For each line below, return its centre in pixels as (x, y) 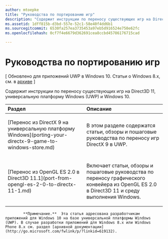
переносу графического (116, 178)
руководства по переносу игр (123, 138)
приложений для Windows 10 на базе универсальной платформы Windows (78, 218)
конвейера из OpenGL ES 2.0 (122, 184)
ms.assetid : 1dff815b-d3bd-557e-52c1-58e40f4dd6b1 (59, 24)
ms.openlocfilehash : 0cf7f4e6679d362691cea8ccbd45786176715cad (72, 33)
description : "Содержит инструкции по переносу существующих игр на (78, 19)
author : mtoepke (22, 10)
